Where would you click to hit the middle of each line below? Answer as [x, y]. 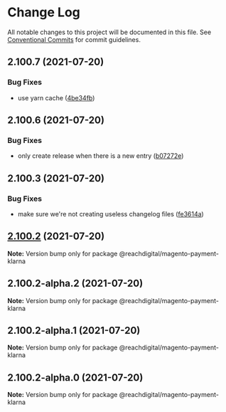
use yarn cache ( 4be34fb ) [56, 97]
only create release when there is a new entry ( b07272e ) [101, 156]
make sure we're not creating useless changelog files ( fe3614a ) [111, 214]
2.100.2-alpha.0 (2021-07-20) [75, 377]
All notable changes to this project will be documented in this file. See [109, 32]
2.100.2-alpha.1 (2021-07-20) [74, 331]
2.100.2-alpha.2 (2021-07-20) [75, 284]
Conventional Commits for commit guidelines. [74, 39]
